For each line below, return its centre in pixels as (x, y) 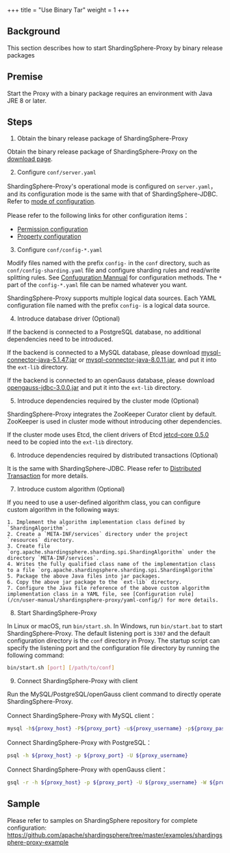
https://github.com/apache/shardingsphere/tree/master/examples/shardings (115, 835)
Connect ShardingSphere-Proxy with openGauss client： (87, 769)
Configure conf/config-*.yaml (60, 250)
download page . (30, 159)
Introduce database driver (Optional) (68, 319)
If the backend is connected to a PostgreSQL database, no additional (104, 332)
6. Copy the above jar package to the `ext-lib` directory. (95, 582)
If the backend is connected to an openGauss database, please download (111, 380)
